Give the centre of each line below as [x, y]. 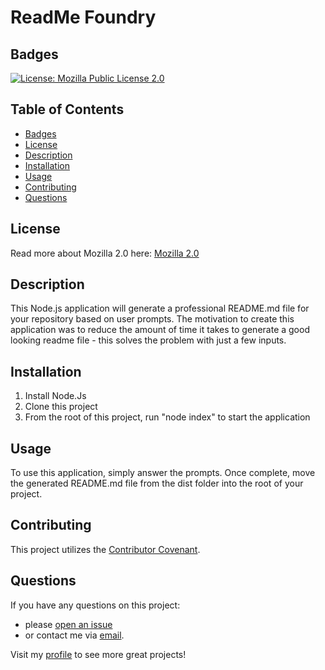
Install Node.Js [55, 396]
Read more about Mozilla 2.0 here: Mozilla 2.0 [105, 253]
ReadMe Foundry [83, 17]
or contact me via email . [74, 635]
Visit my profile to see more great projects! [98, 654]
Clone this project [61, 407]
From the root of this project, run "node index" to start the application [167, 417]
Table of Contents [67, 109]
